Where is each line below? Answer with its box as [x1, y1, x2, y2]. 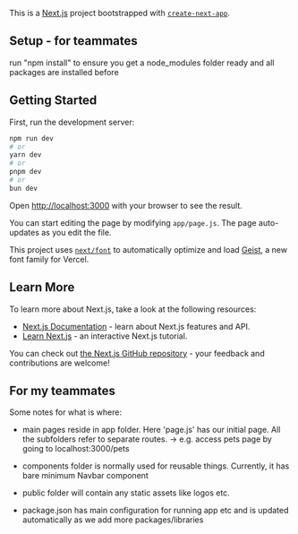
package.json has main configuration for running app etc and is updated [21, 505, 289, 516]
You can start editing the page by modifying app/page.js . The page [9, 217, 257, 228]
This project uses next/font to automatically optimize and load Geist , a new [9, 244, 288, 254]
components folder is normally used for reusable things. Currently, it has [21, 461, 290, 471]
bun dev [9, 184, 38, 193]
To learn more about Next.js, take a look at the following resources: [9, 304, 257, 314]
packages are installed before [9, 66, 119, 77]
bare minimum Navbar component [21, 470, 149, 481]
